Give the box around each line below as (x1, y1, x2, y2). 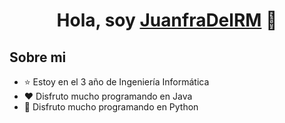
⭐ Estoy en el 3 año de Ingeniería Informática (23, 76, 210, 88)
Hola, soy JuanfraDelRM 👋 (56, 9, 278, 32)
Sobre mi (9, 49, 67, 66)
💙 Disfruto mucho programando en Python (23, 101, 199, 113)
